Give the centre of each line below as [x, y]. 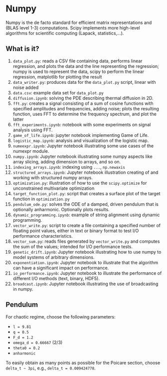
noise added [26, 87]
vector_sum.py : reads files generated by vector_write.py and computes [86, 241]
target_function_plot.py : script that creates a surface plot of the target [87, 193]
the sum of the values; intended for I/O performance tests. [73, 246]
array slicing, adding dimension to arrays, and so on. [67, 162]
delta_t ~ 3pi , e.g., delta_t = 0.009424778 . [51, 368]
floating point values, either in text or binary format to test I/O [76, 231]
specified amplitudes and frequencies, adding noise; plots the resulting [86, 108]
